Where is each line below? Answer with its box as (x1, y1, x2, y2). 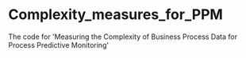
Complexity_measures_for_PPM (8, 6, 224, 24)
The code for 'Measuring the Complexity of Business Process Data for (8, 32, 238, 41)
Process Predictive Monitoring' (8, 40, 110, 49)
